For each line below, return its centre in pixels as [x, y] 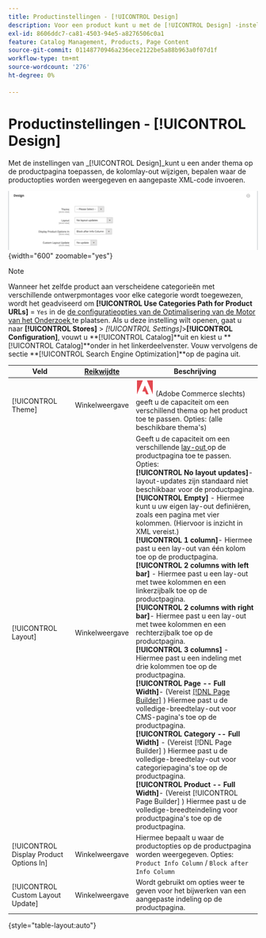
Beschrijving [195, 371]
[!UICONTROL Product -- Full [186, 784]
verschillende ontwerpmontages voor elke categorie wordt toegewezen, [126, 294]
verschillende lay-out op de [181, 447]
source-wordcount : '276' [49, 67]
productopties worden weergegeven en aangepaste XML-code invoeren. [127, 179]
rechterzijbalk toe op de [175, 632]
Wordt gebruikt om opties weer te [190, 882]
